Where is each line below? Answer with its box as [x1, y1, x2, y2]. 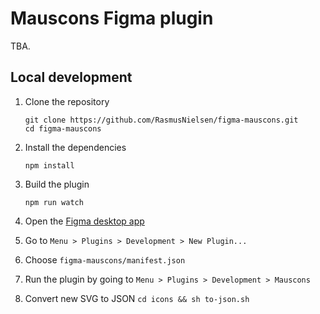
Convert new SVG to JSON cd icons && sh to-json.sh [24, 292, 250, 304]
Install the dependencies [24, 141, 127, 153]
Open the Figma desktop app [24, 215, 145, 227]
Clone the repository [24, 95, 110, 107]
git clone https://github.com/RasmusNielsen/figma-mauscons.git [24, 115, 299, 125]
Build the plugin [24, 178, 90, 190]
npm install [24, 160, 75, 171]
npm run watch [24, 197, 84, 207]
